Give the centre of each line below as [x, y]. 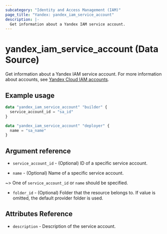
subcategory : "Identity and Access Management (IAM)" [63, 10]
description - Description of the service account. [64, 226]
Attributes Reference [39, 214]
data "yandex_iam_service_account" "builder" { [56, 107]
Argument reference [38, 151]
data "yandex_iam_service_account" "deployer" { [57, 126]
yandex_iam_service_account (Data [82, 49]
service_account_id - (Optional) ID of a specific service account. [80, 163]
